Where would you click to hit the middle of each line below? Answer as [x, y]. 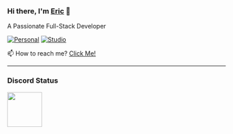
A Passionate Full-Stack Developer [57, 26]
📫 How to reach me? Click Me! [52, 53]
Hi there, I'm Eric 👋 [39, 11]
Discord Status [33, 81]
